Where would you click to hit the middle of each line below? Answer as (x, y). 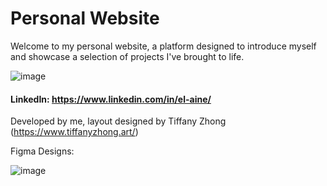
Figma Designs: (42, 151)
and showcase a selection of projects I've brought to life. (127, 56)
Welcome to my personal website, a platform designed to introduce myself (163, 46)
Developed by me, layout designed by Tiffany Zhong (118, 121)
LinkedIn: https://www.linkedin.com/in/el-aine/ (111, 99)
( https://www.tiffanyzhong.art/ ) (74, 132)
